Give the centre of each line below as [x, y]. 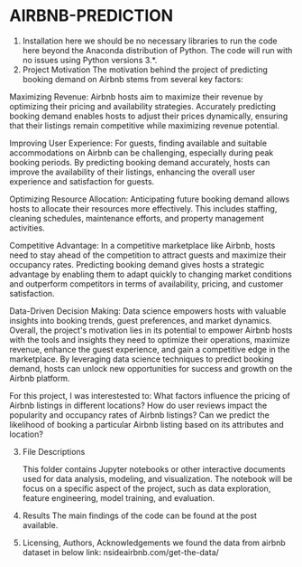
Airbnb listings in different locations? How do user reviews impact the [138, 405]
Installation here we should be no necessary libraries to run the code [150, 41]
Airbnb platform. [40, 378]
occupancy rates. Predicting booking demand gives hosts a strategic [137, 264]
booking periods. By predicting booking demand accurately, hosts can [140, 162]
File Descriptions [54, 451]
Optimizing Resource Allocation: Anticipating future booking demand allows [150, 199]
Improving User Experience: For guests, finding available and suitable [138, 143]
